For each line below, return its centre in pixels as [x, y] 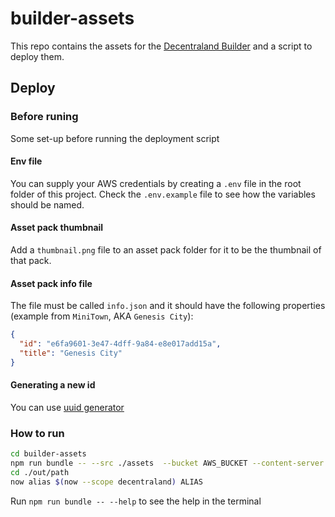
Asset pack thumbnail [57, 228]
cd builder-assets [48, 454]
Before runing [44, 117]
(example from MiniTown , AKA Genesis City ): [102, 316]
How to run [37, 433]
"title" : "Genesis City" [71, 353]
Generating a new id [53, 385]
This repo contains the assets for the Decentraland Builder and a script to [161, 46]
